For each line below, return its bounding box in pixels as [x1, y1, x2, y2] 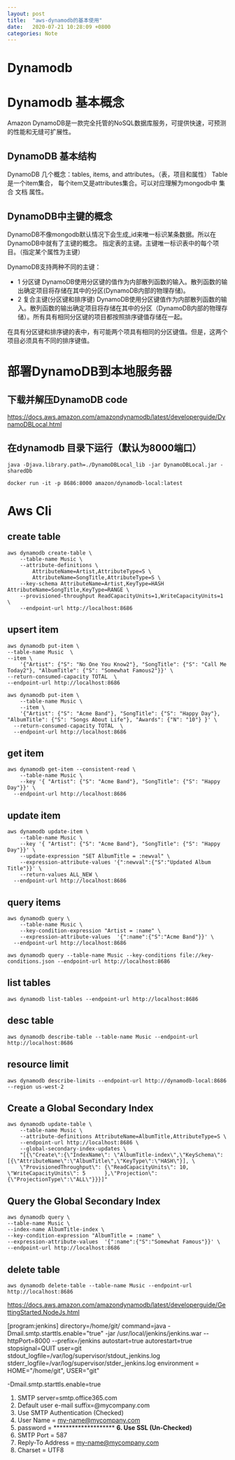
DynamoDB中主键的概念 [7, 210, 113, 222]
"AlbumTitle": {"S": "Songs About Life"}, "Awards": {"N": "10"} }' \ [7, 716, 218, 723]
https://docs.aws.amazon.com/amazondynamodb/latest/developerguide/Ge [7, 1300, 226, 1309]
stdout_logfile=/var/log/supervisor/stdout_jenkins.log [7, 1351, 161, 1360]
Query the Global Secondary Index [7, 1195, 161, 1207]
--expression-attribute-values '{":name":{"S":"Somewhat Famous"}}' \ [7, 1238, 220, 1246]
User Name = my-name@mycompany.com [17, 1416, 141, 1424]
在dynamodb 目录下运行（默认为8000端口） [7, 442, 202, 454]
